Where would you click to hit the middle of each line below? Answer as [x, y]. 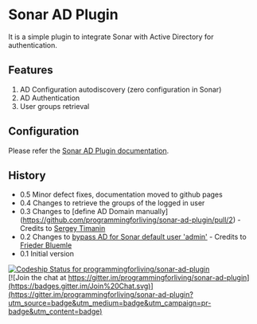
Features [31, 70]
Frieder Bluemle [46, 245]
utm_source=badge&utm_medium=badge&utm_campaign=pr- [110, 303]
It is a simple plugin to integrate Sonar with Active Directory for [111, 37]
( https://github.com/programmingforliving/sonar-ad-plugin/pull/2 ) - [130, 220]
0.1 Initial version [47, 254]
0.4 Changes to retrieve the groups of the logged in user [112, 203]
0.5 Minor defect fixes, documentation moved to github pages [121, 195]
